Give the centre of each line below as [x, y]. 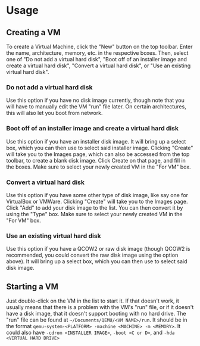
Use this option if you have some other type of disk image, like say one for [97, 195]
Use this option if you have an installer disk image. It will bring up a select [96, 141]
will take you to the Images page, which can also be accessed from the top [98, 154]
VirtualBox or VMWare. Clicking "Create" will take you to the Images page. [97, 201]
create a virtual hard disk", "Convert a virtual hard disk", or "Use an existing [99, 66]
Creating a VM [33, 32]
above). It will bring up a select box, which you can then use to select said [97, 261]
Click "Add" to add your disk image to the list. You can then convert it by [95, 208]
